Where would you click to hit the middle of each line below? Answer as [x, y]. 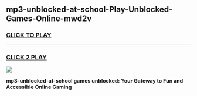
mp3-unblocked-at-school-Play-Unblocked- [89, 10]
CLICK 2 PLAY [26, 57]
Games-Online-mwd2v [49, 19]
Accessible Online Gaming [39, 87]
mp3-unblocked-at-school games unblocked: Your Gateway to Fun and [95, 80]
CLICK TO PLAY [29, 35]
